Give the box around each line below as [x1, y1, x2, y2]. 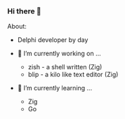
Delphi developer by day [17, 36, 88, 44]
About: [7, 22, 27, 31]
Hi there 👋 [7, 6, 42, 16]
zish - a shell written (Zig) [27, 63, 103, 71]
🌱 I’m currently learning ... [17, 84, 93, 92]
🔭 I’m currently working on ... [17, 49, 101, 58]
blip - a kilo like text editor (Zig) [27, 70, 119, 79]
